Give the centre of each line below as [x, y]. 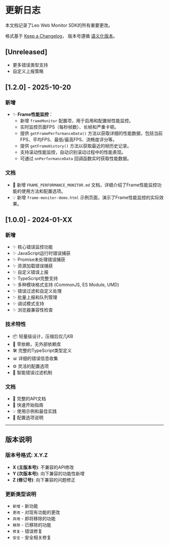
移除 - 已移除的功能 [32, 525]
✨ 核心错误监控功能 [33, 247]
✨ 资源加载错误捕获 [33, 266]
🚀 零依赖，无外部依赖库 [37, 344]
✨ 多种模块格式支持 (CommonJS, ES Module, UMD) [66, 285]
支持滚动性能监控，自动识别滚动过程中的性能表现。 [73, 152]
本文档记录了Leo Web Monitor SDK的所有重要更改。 [59, 25]
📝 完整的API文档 [29, 399]
